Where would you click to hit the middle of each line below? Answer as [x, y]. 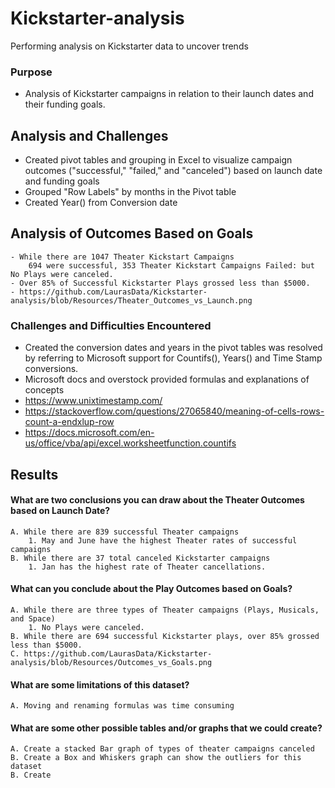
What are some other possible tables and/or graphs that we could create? [166, 728]
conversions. [51, 369]
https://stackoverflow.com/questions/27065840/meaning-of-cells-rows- [174, 411]
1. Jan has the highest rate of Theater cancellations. [147, 567]
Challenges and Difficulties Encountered [111, 325]
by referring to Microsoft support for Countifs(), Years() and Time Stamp [173, 358]
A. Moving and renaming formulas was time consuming [122, 706]
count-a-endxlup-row [69, 422]
